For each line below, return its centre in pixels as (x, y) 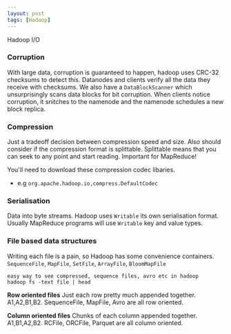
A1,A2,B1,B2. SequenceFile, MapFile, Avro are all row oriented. (96, 302)
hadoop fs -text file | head (49, 282)
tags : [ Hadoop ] (29, 20)
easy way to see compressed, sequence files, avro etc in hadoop (103, 276)
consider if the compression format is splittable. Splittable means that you (112, 149)
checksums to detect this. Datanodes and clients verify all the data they (109, 79)
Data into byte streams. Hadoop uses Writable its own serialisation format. (113, 216)
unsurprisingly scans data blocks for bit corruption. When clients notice (109, 94)
